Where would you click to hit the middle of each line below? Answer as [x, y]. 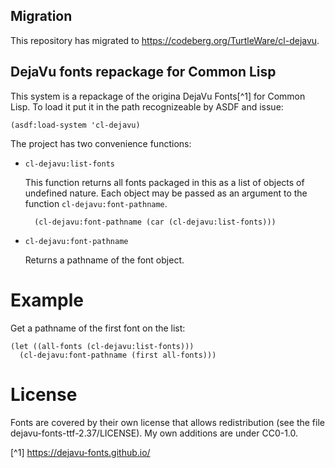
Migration [41, 16]
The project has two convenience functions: [101, 143]
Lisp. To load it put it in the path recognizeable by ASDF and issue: [147, 106]
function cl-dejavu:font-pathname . [96, 203]
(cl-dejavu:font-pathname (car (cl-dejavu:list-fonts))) [155, 222]
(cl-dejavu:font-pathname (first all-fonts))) [118, 355]
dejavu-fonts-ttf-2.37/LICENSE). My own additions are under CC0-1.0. [154, 433]
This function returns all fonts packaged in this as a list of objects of [164, 182]
